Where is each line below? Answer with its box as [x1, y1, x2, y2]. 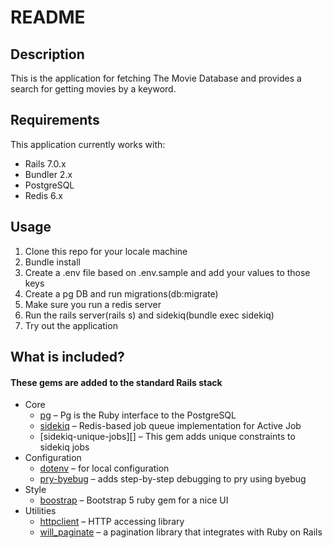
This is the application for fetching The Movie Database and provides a [10, 72, 302, 84]
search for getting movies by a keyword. [10, 83, 177, 95]
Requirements [10, 112, 100, 129]
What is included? [10, 349, 125, 366]
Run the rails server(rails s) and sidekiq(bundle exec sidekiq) [24, 309, 275, 321]
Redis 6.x [24, 189, 63, 201]
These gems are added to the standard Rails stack [10, 376, 223, 388]
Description [10, 46, 85, 63]
